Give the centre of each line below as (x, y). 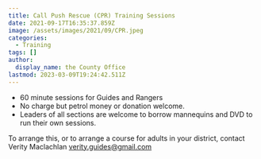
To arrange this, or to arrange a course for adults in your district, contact (127, 138)
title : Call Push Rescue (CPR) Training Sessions (92, 16)
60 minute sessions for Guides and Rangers (91, 97)
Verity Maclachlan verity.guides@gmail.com (80, 146)
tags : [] (23, 52)
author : (21, 60)
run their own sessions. (58, 122)
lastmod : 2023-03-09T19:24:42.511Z (67, 75)
